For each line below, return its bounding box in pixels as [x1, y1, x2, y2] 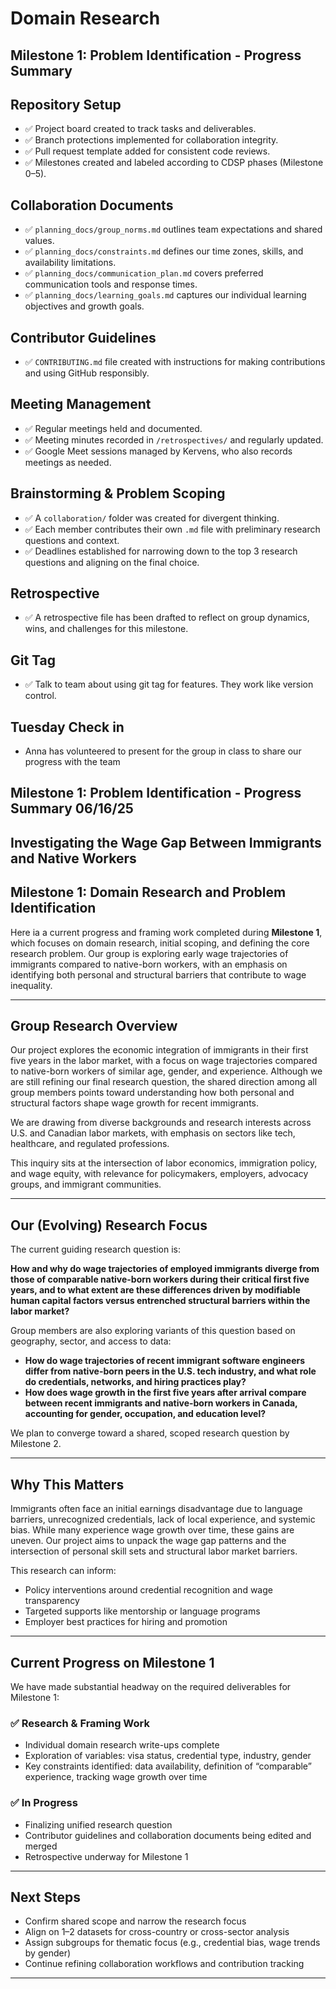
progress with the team [24, 756, 121, 768]
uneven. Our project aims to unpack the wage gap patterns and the [10, 1535, 287, 1547]
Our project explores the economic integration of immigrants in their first [10, 1044, 309, 1056]
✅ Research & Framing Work [10, 1716, 150, 1730]
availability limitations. [24, 257, 117, 269]
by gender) [24, 1947, 72, 1959]
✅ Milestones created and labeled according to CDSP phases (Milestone [24, 157, 324, 169]
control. [24, 690, 57, 702]
